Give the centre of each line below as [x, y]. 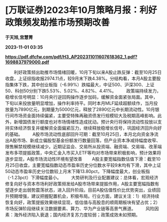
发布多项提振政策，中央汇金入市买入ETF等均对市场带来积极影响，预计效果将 [83, 153]
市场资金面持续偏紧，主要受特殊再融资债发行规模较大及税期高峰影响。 [85, 115]
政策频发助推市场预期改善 [58, 23]
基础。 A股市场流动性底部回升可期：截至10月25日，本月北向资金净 [82, 134]
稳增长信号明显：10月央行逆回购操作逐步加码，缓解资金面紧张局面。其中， [82, 97]
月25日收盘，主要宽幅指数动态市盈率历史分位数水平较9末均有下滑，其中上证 [83, 165]
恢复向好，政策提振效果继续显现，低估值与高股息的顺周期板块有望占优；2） [83, 202]
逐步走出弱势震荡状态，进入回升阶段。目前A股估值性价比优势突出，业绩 [83, 190]
